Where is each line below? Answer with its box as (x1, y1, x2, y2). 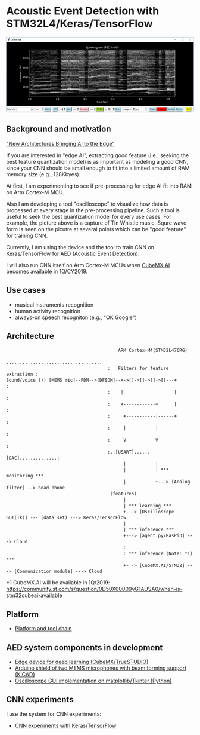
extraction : (6, 372, 39, 378)
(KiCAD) (14, 670, 35, 678)
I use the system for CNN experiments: (6, 710, 102, 718)
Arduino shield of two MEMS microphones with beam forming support (14, 664, 186, 672)
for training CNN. (6, 232, 48, 239)
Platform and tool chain (14, 625, 73, 632)
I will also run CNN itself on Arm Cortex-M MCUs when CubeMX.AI (6, 261, 170, 268)
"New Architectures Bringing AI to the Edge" (6, 140, 115, 147)
